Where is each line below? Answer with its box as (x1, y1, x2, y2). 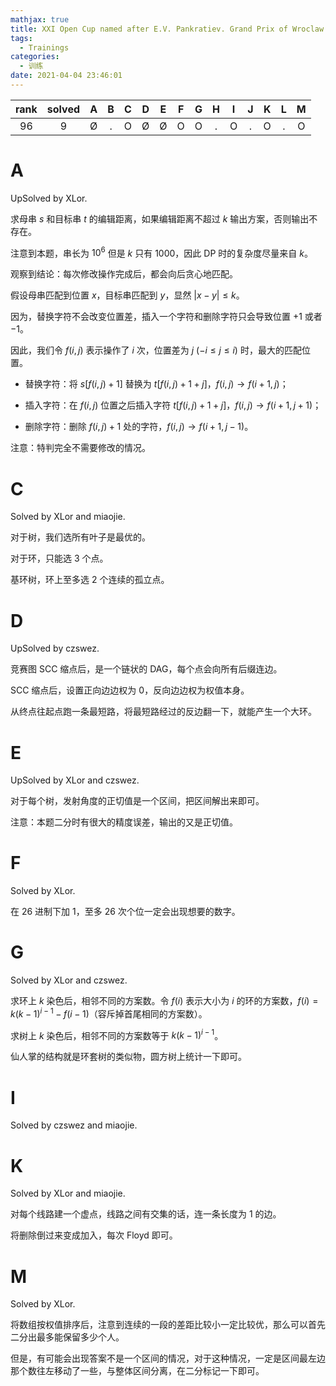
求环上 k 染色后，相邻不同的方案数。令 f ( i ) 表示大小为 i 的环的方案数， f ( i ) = (10, 995, 319, 1007)
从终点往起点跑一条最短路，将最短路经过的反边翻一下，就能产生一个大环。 (10, 706, 317, 718)
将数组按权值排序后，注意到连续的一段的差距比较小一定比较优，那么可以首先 (10, 1319, 326, 1331)
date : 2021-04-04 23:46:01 (10, 71, 123, 81)
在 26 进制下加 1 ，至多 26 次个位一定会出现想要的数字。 (10, 906, 241, 918)
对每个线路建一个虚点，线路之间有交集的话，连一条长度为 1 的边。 (10, 1208, 282, 1220)
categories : (10, 52, 60, 62)
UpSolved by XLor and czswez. (10, 774, 140, 786)
